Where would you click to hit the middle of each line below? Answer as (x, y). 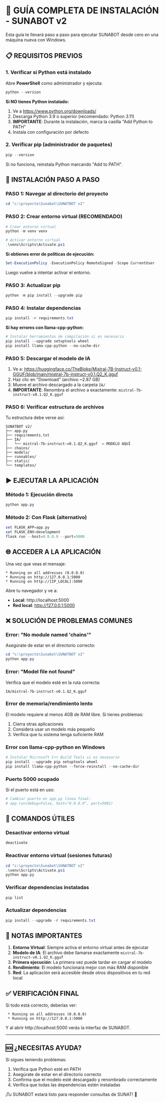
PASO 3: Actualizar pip (33, 285)
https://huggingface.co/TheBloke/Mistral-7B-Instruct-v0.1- (83, 369)
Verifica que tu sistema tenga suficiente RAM (58, 734)
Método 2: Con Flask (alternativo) (46, 517)
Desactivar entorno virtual (37, 833)
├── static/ (18, 461)
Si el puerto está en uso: (30, 790)
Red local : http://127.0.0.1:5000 (44, 605)
